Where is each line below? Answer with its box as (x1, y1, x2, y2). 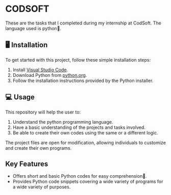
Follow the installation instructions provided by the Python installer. (12, 77, 154, 83)
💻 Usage (5, 93, 35, 102)
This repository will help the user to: (5, 109, 81, 115)
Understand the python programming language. (12, 119, 113, 125)
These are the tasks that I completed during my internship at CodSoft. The (5, 20, 162, 26)
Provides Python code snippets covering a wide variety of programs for (12, 179, 163, 185)
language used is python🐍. (5, 25, 62, 31)
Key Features (5, 159, 48, 168)
